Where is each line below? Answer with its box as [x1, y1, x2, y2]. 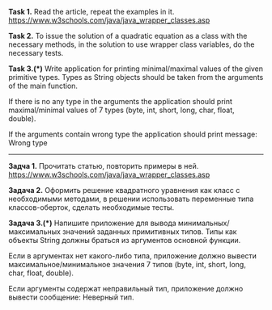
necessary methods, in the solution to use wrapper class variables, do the [8, 40, 255, 49]
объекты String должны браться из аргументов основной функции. [8, 236, 241, 245]
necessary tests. [8, 48, 64, 57]
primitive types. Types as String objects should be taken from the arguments [8, 73, 264, 82]
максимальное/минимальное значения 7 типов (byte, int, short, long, [8, 260, 247, 269]
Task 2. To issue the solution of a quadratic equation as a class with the [8, 31, 248, 40]
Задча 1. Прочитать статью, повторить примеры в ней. [8, 161, 199, 170]
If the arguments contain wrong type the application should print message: [8, 129, 257, 139]
